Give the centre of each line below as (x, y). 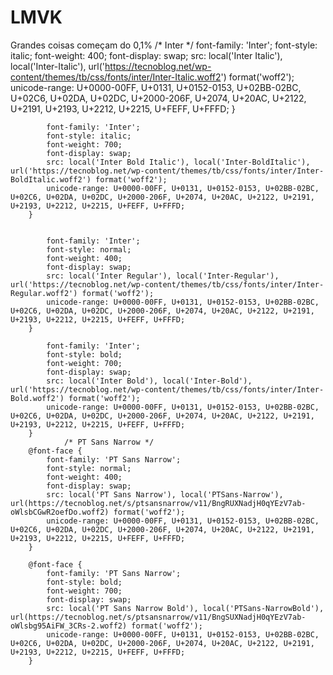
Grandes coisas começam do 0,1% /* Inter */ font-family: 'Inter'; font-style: (164, 45)
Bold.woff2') (37, 398)
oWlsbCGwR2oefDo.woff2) (60, 512)
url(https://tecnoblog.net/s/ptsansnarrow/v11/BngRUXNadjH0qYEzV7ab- (158, 503)
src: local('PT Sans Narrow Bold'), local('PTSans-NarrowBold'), (185, 608)
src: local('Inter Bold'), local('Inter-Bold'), (149, 381)
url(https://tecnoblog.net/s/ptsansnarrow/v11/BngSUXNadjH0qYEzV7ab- (158, 617)
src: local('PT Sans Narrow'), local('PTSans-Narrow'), (165, 494)
